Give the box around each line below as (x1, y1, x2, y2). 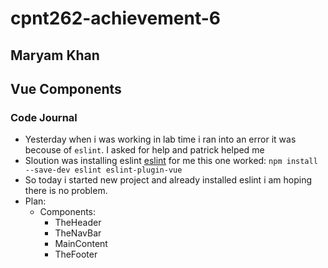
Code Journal (10, 110, 78, 124)
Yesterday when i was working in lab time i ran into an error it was (24, 133, 297, 146)
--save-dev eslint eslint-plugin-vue (24, 165, 183, 176)
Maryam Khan (10, 47, 100, 64)
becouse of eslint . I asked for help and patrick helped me (24, 144, 265, 156)
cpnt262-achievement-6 (10, 7, 221, 30)
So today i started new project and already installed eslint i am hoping (24, 174, 313, 186)
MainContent (54, 238, 108, 250)
